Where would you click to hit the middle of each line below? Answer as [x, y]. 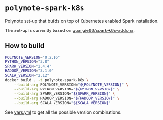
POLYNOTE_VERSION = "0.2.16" [33, 57]
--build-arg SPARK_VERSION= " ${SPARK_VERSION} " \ [65, 94]
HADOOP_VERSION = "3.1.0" [29, 71]
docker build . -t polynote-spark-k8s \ [47, 80]
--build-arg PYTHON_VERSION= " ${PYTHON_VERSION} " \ [67, 89]
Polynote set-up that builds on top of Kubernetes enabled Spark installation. [82, 21]
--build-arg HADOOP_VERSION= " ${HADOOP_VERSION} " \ [67, 98]
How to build [25, 46]
